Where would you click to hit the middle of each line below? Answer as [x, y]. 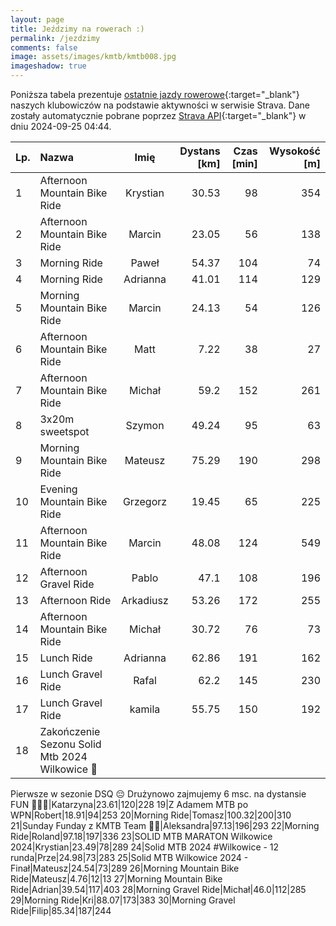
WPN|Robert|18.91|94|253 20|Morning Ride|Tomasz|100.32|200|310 [151, 815]
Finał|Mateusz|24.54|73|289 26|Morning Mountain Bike [125, 868]
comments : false [44, 47]
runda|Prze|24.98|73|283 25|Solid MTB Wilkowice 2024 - [129, 857]
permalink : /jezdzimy [55, 38]
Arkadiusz [145, 600]
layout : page [37, 19]
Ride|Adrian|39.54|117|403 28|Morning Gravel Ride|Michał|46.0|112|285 [158, 889]
